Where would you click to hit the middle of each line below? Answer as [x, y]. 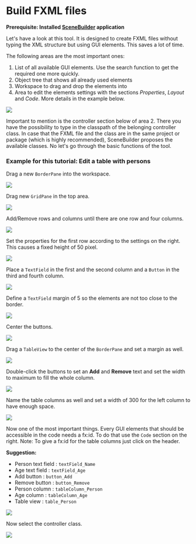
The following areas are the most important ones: [65, 56]
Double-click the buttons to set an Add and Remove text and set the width [96, 371]
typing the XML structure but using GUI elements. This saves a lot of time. [95, 45]
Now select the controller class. [44, 524]
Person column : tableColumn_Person [59, 489]
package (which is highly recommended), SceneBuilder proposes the [90, 140]
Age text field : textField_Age [50, 470]
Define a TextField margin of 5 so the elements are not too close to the [92, 298]
